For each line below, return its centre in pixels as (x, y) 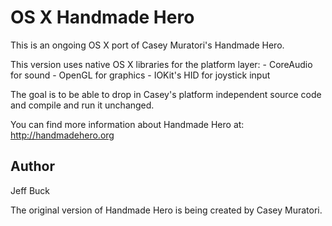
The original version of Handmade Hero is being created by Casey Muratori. (166, 210)
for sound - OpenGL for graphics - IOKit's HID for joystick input (140, 75)
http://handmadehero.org (62, 135)
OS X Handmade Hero (102, 17)
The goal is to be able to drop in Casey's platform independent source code (166, 94)
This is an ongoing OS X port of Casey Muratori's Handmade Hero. (147, 45)
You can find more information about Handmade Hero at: (127, 124)
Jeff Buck (30, 190)
